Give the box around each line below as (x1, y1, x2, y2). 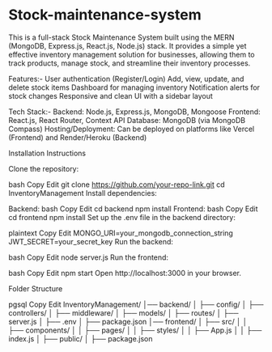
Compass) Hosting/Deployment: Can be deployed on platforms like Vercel (8, 124, 255, 134)
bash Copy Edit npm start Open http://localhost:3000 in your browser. (8, 268, 241, 278)
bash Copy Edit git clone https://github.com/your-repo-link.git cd (8, 180, 225, 189)
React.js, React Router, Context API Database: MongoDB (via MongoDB (8, 115, 245, 125)
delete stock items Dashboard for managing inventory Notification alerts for (8, 83, 261, 92)
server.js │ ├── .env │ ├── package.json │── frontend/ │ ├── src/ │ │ (8, 316, 249, 326)
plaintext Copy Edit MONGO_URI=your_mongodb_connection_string (8, 228, 233, 238)
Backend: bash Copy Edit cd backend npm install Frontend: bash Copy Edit (8, 204, 258, 214)
